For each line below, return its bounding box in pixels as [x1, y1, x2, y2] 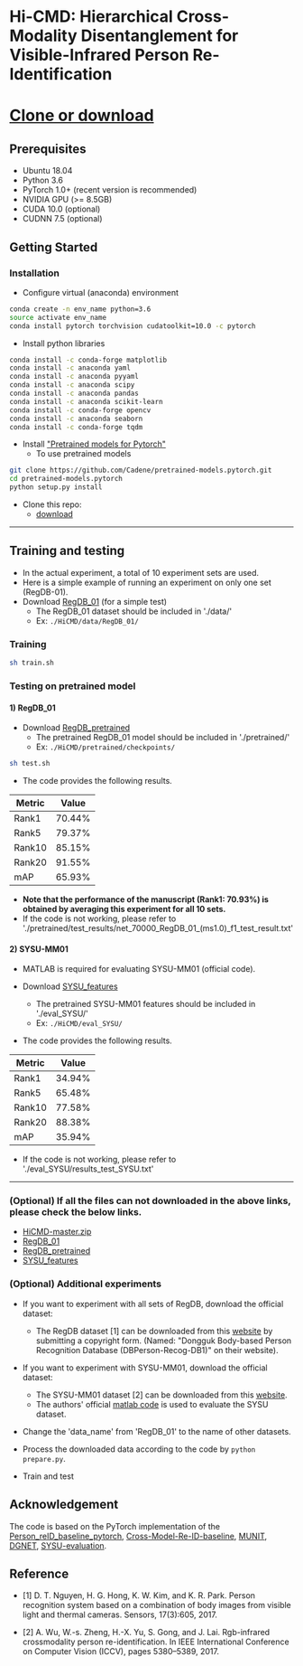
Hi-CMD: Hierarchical [9, 6, 173, 27]
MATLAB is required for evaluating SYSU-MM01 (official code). [22, 964, 256, 974]
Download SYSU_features [22, 981, 119, 992]
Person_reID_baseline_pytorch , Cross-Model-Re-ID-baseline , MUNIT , [9, 1530, 268, 1541]
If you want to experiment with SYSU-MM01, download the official [22, 1362, 268, 1373]
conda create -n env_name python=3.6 [9, 305, 151, 314]
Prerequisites [9, 141, 87, 156]
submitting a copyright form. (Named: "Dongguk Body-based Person [35, 1335, 292, 1346]
